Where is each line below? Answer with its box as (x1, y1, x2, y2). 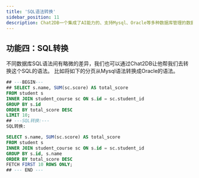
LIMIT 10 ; (6, 112, 31, 119)
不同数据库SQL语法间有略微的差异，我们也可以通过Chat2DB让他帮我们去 (6, 60, 184, 67)
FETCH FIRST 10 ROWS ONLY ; (6, 161, 73, 168)
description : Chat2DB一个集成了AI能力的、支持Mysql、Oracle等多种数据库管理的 (6, 20, 187, 26)
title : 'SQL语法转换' (6, 8, 56, 15)
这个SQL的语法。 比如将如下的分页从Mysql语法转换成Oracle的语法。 (11, 68, 179, 75)
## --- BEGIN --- (6, 80, 44, 85)
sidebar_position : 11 (6, 14, 60, 20)
